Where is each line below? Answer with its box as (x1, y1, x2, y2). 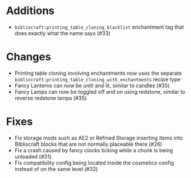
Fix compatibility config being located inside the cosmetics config (14, 159, 175, 166)
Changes (6, 50, 51, 64)
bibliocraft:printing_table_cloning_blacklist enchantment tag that (14, 23, 184, 30)
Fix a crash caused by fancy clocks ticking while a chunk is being (14, 146, 173, 153)
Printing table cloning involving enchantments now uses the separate (14, 69, 182, 77)
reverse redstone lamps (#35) (14, 94, 87, 101)
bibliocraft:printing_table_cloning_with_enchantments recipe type (14, 76, 181, 83)
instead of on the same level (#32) (14, 165, 98, 172)
